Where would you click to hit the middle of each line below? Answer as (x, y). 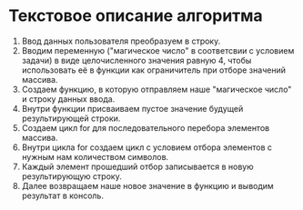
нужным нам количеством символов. (95, 156)
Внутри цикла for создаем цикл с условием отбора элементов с (146, 147)
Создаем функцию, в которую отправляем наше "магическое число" (157, 89)
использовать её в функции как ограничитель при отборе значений (153, 70)
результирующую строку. (71, 176)
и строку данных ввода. (68, 99)
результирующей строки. (71, 118)
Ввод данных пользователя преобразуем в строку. (121, 41)
